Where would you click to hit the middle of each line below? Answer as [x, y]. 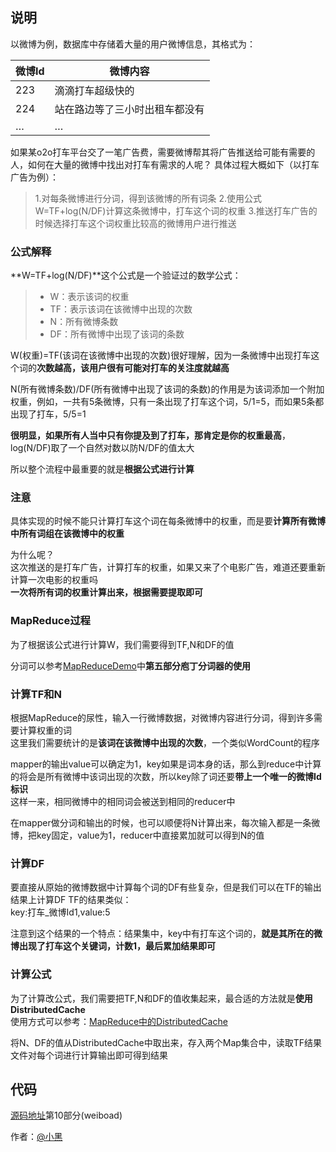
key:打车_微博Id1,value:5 [60, 912]
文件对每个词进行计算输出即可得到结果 [89, 1055]
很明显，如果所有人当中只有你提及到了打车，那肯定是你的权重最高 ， [150, 435]
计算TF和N [36, 694]
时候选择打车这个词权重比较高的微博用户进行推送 [135, 223]
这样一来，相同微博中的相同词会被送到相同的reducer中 [123, 801]
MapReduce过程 [50, 621]
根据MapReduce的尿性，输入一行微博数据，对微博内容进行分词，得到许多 [162, 717]
